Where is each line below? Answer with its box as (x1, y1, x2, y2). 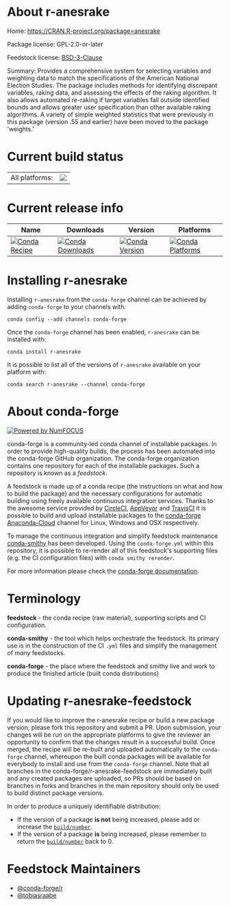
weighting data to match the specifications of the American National (7, 73, 199, 82)
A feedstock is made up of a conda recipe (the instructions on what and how (7, 482, 223, 490)
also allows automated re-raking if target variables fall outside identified (7, 95, 210, 103)
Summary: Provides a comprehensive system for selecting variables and (7, 66, 211, 75)
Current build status (7, 149, 124, 164)
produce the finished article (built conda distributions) (7, 669, 159, 677)
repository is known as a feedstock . (7, 469, 108, 477)
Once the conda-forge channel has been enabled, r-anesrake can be (7, 328, 200, 336)
